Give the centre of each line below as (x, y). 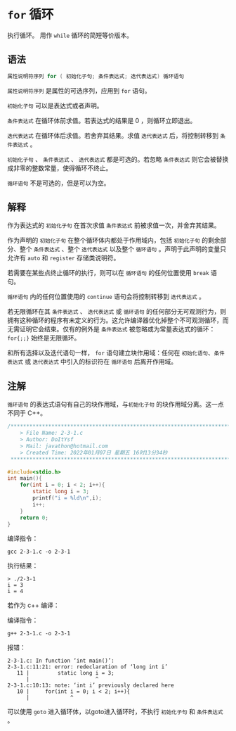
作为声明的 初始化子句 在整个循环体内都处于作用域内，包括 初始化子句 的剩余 (114, 241)
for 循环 (31, 14)
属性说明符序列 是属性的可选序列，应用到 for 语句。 (79, 90)
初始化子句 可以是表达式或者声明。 (55, 106)
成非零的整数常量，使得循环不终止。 (60, 168)
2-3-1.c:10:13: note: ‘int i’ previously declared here (91, 686)
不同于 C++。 (27, 413)
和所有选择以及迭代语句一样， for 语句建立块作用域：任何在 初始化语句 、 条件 (116, 353)
